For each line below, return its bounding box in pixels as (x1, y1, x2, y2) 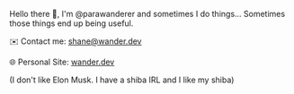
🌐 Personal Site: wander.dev (9, 56, 115, 67)
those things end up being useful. (9, 18, 134, 29)
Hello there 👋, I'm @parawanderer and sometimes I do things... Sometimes (9, 9, 286, 19)
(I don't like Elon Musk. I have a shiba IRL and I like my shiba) (9, 74, 235, 85)
